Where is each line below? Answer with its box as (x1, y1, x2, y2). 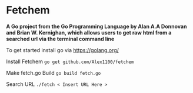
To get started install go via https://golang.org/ (6, 46, 119, 53)
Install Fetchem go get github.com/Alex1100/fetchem (6, 58, 134, 65)
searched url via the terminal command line (6, 35, 115, 42)
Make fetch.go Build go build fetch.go (6, 69, 101, 76)
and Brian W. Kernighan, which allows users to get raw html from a (6, 29, 172, 36)
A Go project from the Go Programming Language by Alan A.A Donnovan (6, 23, 187, 30)
